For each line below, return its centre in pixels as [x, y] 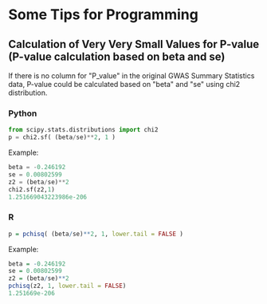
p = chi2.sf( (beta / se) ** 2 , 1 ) [62, 137]
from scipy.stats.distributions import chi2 [83, 130]
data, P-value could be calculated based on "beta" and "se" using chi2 [124, 84]
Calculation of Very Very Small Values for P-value [134, 44]
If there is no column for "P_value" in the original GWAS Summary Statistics [132, 76]
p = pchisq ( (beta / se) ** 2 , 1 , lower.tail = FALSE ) [96, 234]
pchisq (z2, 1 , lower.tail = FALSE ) [67, 286]
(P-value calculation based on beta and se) [117, 56]
